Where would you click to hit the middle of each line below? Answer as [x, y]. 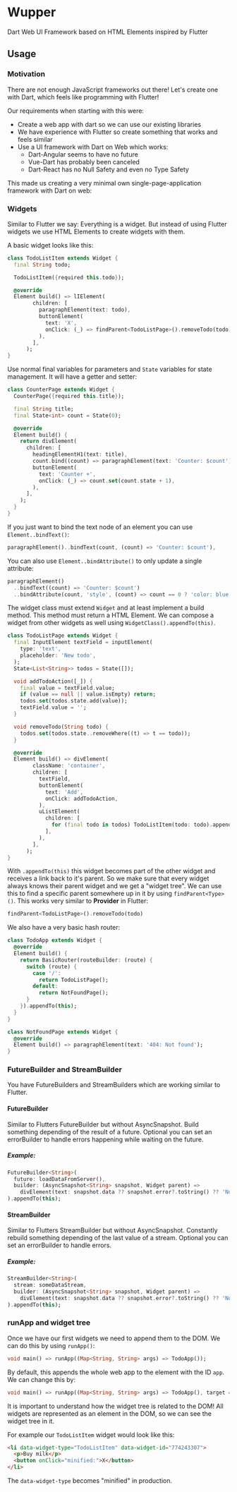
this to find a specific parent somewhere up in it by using [90, 894]
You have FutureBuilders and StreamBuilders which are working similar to [114, 1085]
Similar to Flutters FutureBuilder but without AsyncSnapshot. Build [103, 1124]
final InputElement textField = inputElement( [83, 643]
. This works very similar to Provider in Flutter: [81, 901]
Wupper [32, 12]
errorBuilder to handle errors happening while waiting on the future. [105, 1139]
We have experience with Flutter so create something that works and [117, 132]
